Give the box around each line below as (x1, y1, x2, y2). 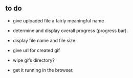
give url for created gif (12, 47, 60, 53)
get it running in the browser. (12, 67, 74, 73)
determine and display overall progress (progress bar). (12, 28, 128, 34)
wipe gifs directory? (12, 57, 55, 63)
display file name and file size (12, 37, 76, 43)
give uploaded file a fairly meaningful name (12, 17, 104, 23)
